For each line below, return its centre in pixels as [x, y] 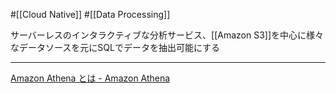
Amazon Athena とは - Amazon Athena [90, 78]
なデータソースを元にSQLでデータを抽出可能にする [115, 47]
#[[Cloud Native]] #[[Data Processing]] [90, 14]
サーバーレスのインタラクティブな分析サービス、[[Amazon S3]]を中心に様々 [167, 35]
